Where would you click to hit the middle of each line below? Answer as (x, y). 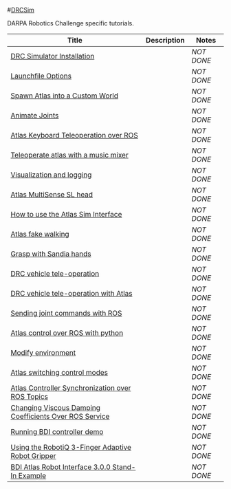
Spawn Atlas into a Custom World (65, 96)
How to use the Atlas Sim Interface (66, 214)
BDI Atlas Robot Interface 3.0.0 (61, 467)
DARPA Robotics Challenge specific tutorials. (70, 23)
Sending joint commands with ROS (66, 313)
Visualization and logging (51, 175)
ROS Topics (30, 396)
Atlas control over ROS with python (67, 333)
